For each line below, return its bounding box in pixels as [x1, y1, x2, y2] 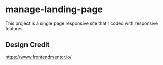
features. [5, 25, 24, 31]
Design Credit [5, 41, 50, 49]
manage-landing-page [5, 4, 103, 15]
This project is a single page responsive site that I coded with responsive [5, 20, 158, 26]
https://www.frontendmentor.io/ [5, 54, 72, 60]
